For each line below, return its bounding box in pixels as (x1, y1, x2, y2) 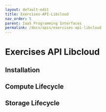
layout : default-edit (5, 7, 49, 12)
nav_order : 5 (5, 16, 32, 21)
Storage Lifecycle (5, 99, 60, 108)
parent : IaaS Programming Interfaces (5, 21, 82, 26)
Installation (5, 66, 40, 74)
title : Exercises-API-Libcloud (5, 12, 69, 17)
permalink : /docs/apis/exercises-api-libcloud (5, 25, 102, 30)
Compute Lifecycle (5, 83, 64, 91)
